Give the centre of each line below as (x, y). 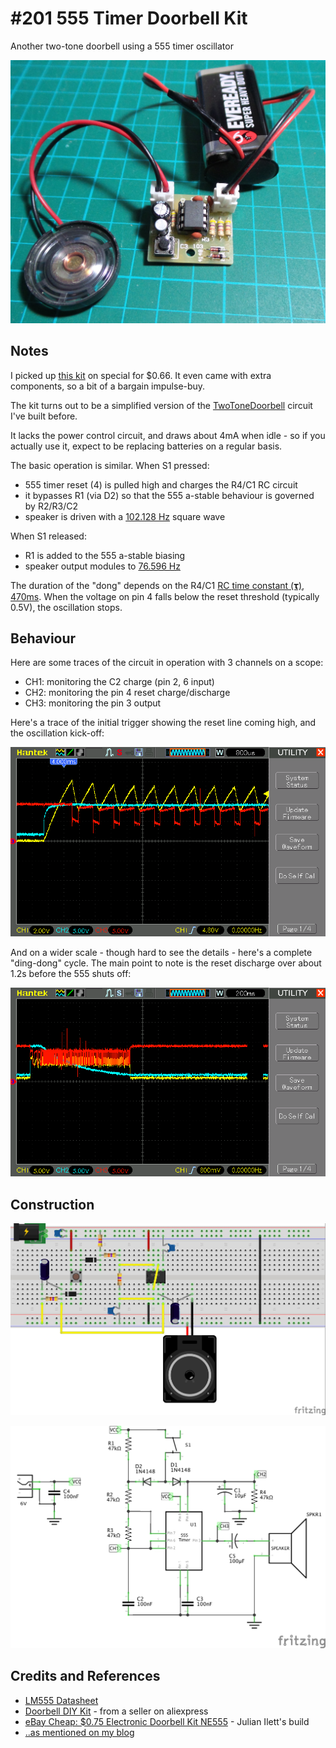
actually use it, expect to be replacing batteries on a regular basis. (146, 446)
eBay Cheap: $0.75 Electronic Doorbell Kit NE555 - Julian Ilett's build (167, 1721)
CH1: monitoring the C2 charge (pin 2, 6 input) (119, 682)
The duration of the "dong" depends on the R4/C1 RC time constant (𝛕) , (157, 585)
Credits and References (85, 1676)
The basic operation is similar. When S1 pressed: (110, 465)
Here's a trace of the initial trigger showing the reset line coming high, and (163, 723)
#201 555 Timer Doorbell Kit (129, 18)
